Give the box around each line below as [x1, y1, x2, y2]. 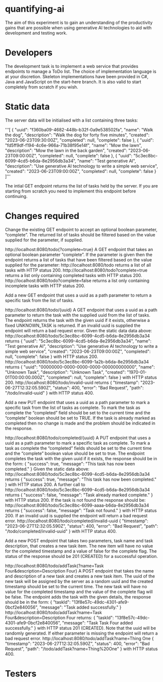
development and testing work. [5, 30, 67, 36]
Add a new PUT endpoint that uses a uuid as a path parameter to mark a [5, 399, 150, 405]
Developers [5, 47, 53, 58]
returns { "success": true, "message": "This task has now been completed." [5, 476, 157, 482]
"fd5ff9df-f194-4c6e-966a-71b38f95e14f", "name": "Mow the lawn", [5, 142, 142, 148]
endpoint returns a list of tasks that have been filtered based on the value [5, 256, 152, 262]
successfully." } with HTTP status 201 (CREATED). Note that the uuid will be [5, 625, 156, 631]
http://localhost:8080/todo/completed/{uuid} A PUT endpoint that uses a [5, 435, 151, 441]
